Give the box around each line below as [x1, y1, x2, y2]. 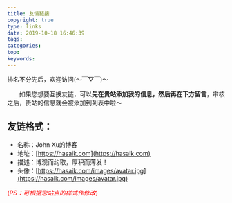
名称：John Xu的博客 [17, 140, 78, 149]
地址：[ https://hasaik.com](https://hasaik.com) [17, 149, 151, 157]
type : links [7, 23, 41, 30]
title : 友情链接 [7, 10, 50, 17]
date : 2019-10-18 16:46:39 [7, 29, 85, 37]
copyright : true [7, 17, 54, 24]
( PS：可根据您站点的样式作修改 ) [7, 188, 99, 197]
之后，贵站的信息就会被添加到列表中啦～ [7, 98, 122, 107]
